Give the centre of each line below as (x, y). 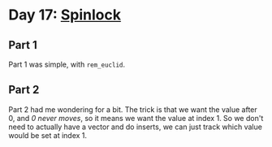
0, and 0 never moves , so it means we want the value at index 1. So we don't (136, 118)
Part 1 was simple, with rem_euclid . (67, 64)
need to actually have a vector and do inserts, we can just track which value (135, 127)
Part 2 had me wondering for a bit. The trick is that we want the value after (133, 109)
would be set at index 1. (48, 135)
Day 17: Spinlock (65, 15)
